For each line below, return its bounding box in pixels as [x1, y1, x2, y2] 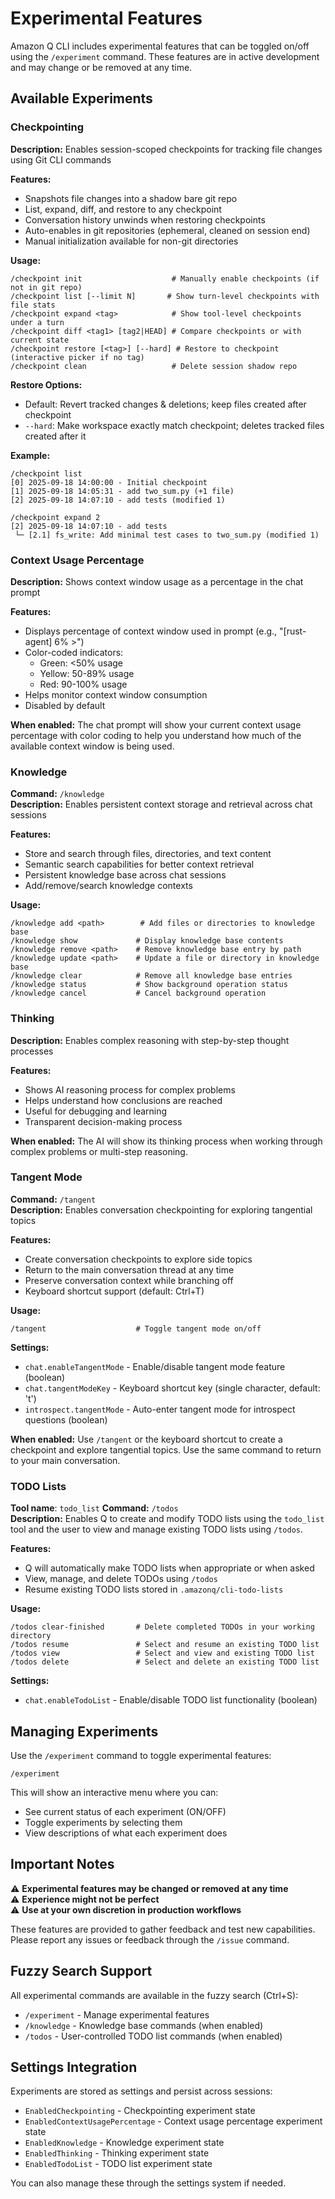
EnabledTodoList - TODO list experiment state [24, 2158, 213, 2170]
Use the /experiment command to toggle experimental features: [10, 1749, 272, 1761]
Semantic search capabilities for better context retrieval [24, 858, 255, 871]
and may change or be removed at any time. [10, 61, 193, 73]
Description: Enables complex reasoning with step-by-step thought [10, 1034, 290, 1046]
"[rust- [279, 625, 307, 637]
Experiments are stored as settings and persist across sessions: [10, 2085, 273, 2097]
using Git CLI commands [10, 153, 112, 166]
